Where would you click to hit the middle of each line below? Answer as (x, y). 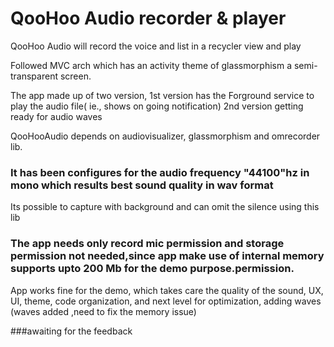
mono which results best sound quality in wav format (142, 185)
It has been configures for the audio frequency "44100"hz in (160, 172)
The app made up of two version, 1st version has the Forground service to (162, 95)
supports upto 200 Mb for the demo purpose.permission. (152, 269)
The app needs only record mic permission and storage (147, 244)
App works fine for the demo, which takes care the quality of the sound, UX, (167, 290)
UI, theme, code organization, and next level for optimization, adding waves (166, 301)
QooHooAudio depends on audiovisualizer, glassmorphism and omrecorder (165, 136)
